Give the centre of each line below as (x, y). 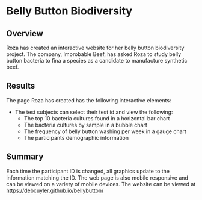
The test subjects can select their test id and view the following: (94, 112)
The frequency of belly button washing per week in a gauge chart (105, 131)
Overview (25, 33)
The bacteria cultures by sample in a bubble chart (85, 125)
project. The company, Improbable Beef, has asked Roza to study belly (94, 54)
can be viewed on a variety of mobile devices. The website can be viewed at (101, 184)
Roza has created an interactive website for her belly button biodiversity (95, 48)
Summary (25, 157)
